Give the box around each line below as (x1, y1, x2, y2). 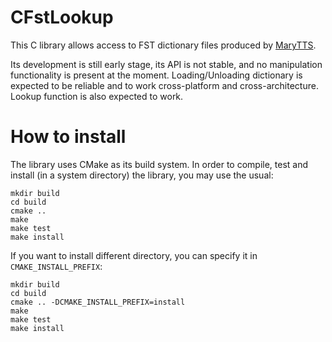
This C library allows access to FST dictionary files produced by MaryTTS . (10, 39, 317, 51)
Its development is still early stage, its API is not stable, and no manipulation (10, 58, 323, 70)
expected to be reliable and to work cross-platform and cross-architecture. (10, 79, 319, 91)
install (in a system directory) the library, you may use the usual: (10, 169, 274, 181)
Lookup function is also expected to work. (10, 90, 184, 102)
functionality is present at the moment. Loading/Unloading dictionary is (10, 69, 303, 81)
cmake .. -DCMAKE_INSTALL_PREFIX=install (10, 297, 186, 307)
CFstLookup (10, 6, 114, 29)
